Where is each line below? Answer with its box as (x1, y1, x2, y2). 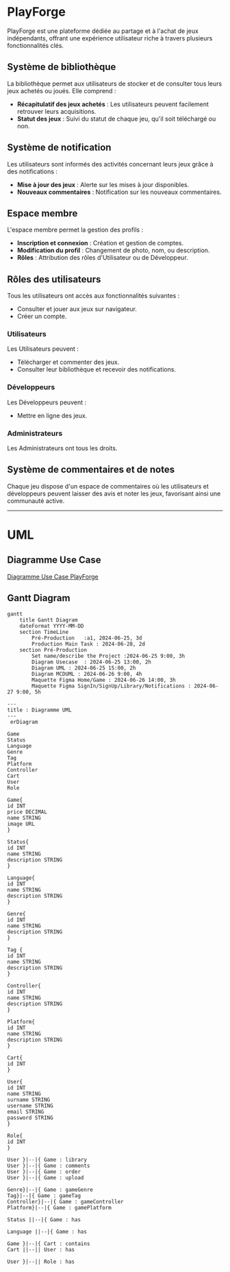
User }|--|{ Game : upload (7, 1174, 84, 1181)
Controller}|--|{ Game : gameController (7, 1198, 125, 1205)
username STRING (7, 1102, 53, 1109)
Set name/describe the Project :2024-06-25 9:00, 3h (31, 652, 186, 659)
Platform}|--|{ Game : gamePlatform (7, 1204, 112, 1211)
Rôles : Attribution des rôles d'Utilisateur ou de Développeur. (16, 254, 188, 262)
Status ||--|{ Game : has (7, 1216, 81, 1223)
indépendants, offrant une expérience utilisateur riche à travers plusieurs (7, 34, 213, 42)
